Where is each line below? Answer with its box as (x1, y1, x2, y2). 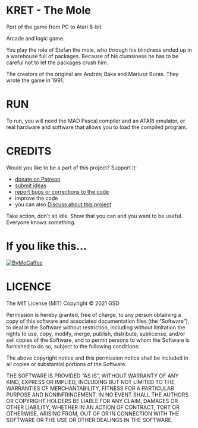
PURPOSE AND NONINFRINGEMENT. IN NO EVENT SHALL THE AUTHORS (6, 391, 189, 398)
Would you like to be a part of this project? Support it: (6, 164, 137, 171)
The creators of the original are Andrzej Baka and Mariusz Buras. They (6, 70, 179, 77)
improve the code (14, 194, 58, 202)
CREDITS (6, 144, 52, 158)
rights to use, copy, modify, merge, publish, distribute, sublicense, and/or (6, 330, 186, 337)
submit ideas (14, 182, 46, 189)
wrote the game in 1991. (6, 77, 64, 84)
